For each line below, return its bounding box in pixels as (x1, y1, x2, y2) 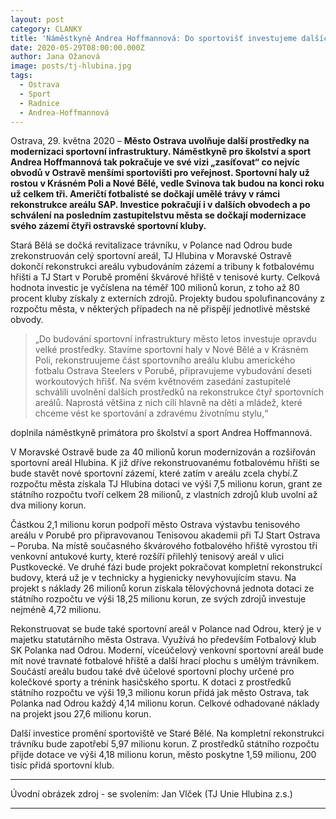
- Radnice (19, 98, 60, 108)
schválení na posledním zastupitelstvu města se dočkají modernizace (10, 209, 307, 221)
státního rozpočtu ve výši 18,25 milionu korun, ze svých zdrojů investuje (10, 593, 307, 605)
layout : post (10, 14, 65, 25)
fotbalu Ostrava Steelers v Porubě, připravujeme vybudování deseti (34, 365, 312, 377)
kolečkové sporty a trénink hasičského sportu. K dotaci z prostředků (10, 676, 292, 688)
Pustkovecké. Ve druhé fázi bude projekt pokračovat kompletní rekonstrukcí (10, 561, 323, 573)
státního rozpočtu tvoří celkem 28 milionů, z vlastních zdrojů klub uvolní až (10, 489, 318, 501)
